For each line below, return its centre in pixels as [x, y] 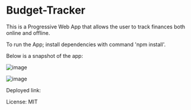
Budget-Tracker [46, 10]
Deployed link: [24, 90]
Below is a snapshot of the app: [44, 56]
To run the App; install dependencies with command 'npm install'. [86, 44]
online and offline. [28, 33]
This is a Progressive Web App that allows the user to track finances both [96, 27]
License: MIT [22, 102]
